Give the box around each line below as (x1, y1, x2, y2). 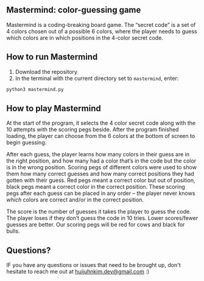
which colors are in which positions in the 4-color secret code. (6, 34, 163, 42)
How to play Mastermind (6, 103, 102, 114)
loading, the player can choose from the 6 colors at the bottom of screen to (6, 133, 195, 140)
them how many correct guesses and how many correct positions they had (6, 170, 194, 178)
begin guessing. (6, 139, 47, 146)
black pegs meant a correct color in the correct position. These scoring (6, 183, 185, 191)
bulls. (6, 227, 20, 235)
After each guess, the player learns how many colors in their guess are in (6, 151, 190, 158)
